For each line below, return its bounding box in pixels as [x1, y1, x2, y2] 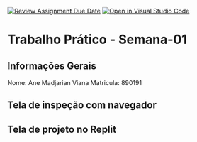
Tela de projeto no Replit [7, 123, 117, 135]
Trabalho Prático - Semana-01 [7, 32, 188, 48]
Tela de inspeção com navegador [7, 99, 157, 111]
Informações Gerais [7, 60, 97, 72]
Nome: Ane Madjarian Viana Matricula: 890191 [7, 79, 142, 87]
